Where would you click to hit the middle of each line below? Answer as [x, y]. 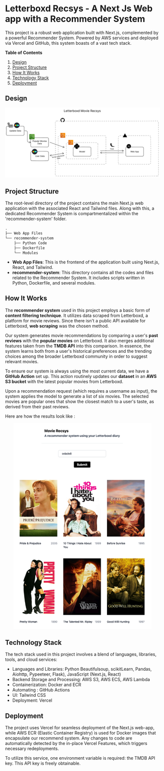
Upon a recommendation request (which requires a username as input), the [81, 391]
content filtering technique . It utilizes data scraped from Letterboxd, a [77, 315]
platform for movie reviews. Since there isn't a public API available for [75, 320]
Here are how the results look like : [40, 416]
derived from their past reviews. [37, 406]
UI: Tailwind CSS [29, 695]
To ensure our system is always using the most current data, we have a [77, 371]
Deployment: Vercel [32, 700]
